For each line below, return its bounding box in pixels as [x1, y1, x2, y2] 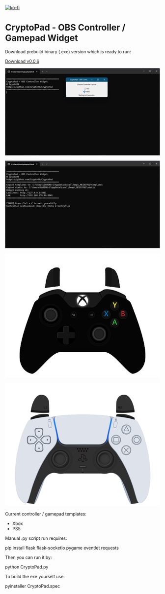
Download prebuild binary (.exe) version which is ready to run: [5, 48, 131, 54]
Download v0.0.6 [5, 58, 40, 64]
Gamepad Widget [5, 33, 78, 44]
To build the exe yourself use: [5, 574, 65, 580]
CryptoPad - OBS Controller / [5, 22, 126, 33]
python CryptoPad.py [5, 564, 49, 570]
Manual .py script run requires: [5, 535, 67, 541]
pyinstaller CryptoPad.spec [5, 583, 60, 589]
